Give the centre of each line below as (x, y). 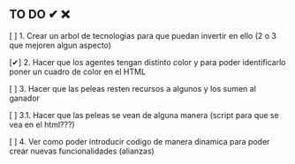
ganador (24, 98)
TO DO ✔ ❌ (40, 15)
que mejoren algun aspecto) (61, 45)
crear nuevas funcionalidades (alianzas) (82, 151)
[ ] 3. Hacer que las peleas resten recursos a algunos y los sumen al (132, 88)
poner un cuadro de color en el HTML (78, 71)
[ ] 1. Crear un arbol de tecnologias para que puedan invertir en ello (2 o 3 (143, 35)
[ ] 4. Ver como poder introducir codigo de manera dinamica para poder (140, 141)
